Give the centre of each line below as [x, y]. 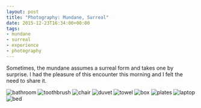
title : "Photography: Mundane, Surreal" [58, 17]
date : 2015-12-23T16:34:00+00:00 [48, 23]
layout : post [23, 12]
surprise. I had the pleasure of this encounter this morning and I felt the [95, 74]
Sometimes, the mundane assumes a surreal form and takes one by [90, 68]
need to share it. [26, 80]
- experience [23, 46]
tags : [13, 28]
